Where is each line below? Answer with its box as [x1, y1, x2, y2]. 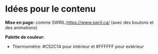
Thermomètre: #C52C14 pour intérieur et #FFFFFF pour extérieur [12, 43, 144, 49]
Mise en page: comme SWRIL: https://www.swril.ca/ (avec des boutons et [5, 19, 154, 25]
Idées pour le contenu [5, 3, 96, 15]
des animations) [5, 24, 38, 30]
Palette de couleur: [5, 34, 45, 40]
